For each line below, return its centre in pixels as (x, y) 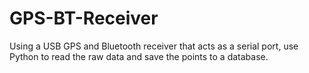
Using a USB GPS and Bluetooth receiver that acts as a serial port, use (154, 46)
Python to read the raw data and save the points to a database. (139, 56)
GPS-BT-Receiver (84, 18)
